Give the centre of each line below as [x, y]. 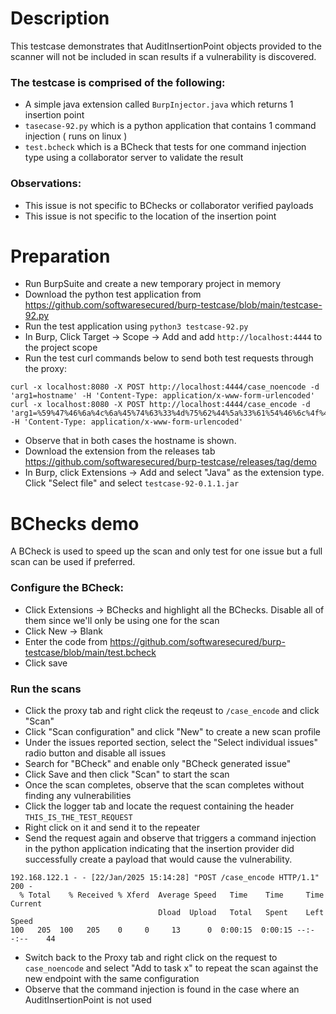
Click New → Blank [63, 631]
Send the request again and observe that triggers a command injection [170, 838]
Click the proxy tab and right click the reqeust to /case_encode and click [172, 710]
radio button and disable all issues [95, 753]
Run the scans [46, 689]
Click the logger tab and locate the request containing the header [159, 806]
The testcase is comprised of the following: [118, 82]
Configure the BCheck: [67, 588]
